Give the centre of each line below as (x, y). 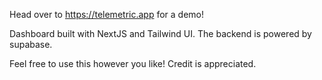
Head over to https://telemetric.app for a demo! (106, 14)
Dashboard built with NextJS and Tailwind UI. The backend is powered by (160, 33)
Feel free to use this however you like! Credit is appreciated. (133, 63)
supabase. (31, 44)
